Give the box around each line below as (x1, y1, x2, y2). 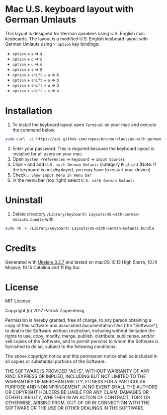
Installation (5, 105, 53, 117)
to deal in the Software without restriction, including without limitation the (5, 328, 155, 334)
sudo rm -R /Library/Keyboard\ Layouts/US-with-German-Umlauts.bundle (5, 226, 155, 231)
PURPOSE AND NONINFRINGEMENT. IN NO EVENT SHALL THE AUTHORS (5, 384, 158, 390)
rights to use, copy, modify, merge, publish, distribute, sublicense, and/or (5, 333, 155, 339)
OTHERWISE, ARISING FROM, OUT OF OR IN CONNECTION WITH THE (5, 400, 150, 406)
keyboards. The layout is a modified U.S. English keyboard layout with (5, 36, 148, 42)
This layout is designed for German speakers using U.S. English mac (5, 30, 145, 36)
